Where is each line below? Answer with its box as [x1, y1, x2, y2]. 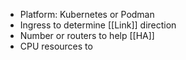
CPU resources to [19, 40, 93, 52]
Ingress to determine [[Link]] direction [19, 19, 177, 31]
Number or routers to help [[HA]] [19, 30, 155, 41]
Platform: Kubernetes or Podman [19, 9, 155, 20]
